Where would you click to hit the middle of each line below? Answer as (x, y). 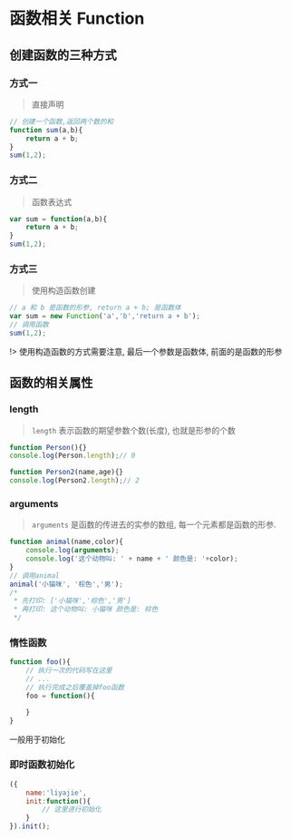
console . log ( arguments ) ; (73, 551)
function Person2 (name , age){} (67, 473)
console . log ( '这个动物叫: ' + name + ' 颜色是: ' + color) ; (132, 559)
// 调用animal (35, 576)
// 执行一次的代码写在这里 (69, 671)
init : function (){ (58, 801)
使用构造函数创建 (63, 290)
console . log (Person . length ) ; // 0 (73, 456)
